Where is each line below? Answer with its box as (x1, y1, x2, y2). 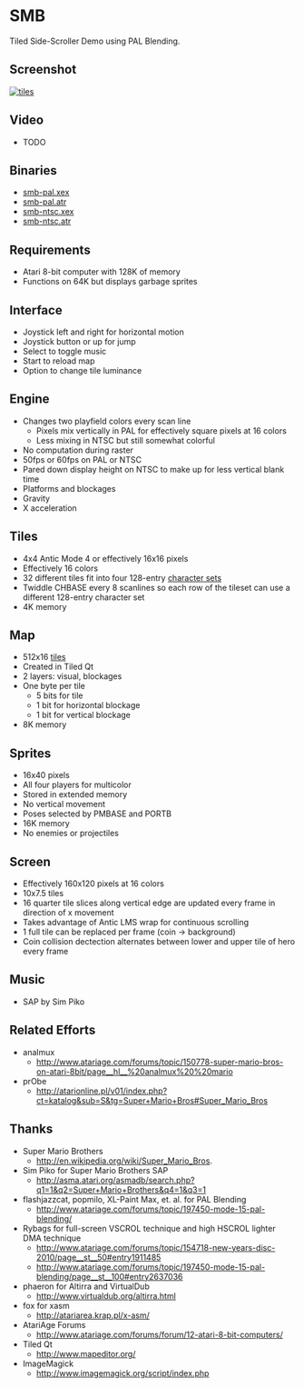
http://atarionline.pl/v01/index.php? (35, 1085, 168, 1096)
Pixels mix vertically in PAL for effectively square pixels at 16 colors (35, 424, 288, 436)
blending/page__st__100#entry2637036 (35, 1271, 183, 1282)
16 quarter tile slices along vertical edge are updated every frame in (22, 897, 276, 909)
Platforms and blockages (22, 483, 116, 494)
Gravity (22, 493, 51, 504)
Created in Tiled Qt (22, 661, 93, 673)
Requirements (9, 242, 91, 257)
